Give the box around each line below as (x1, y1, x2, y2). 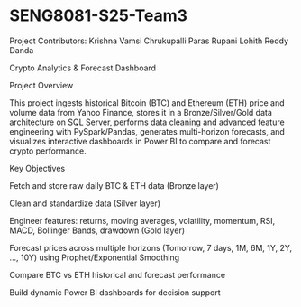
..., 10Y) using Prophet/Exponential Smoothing (9, 252, 180, 263)
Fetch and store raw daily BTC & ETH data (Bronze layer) (9, 180, 219, 191)
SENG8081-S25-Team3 (9, 5, 187, 26)
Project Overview (9, 79, 74, 90)
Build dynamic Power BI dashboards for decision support (9, 286, 221, 298)
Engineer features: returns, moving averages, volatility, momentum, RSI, (9, 215, 276, 226)
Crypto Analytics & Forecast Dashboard (9, 62, 156, 73)
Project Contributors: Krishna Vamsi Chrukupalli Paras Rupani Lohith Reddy (9, 35, 289, 46)
